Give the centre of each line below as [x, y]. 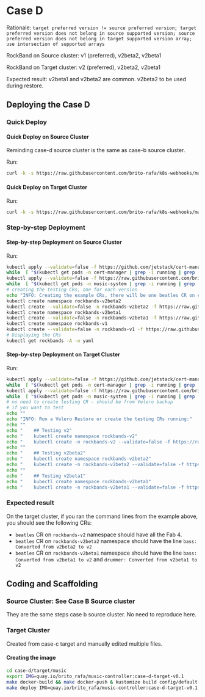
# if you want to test [35, 408]
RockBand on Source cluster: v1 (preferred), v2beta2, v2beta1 [84, 55]
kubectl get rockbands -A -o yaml [50, 341]
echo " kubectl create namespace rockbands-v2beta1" [79, 481]
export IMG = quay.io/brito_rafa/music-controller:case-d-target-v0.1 [95, 676]
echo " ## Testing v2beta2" [46, 453]
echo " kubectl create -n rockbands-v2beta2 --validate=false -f [95, 465]
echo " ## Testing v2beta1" [46, 476]
